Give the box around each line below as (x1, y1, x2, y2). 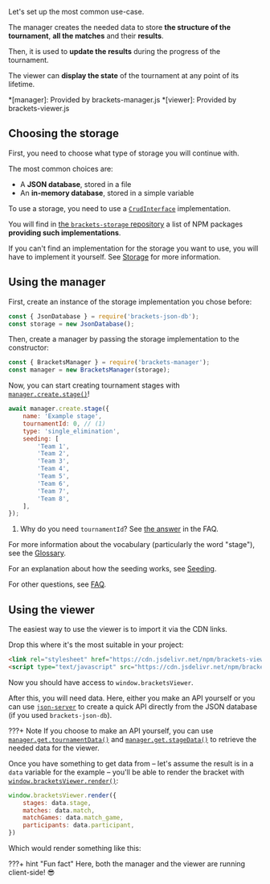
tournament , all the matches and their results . (8, 31, 164, 40)
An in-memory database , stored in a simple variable (19, 188, 194, 197)
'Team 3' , (37, 457, 70, 466)
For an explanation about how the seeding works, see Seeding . (8, 564, 217, 574)
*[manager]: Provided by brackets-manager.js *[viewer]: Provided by (8, 95, 237, 104)
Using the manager (8, 276, 106, 289)
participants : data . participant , (22, 821, 135, 829)
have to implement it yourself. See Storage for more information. (8, 251, 221, 261)
